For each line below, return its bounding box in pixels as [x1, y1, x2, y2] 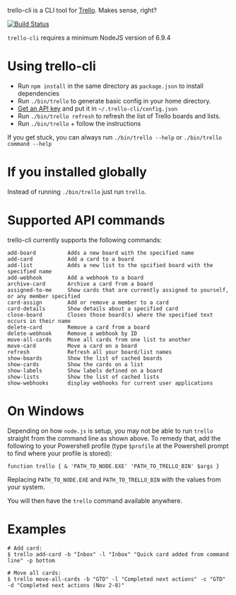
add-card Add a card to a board [7, 255, 134, 263]
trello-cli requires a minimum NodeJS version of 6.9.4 [7, 33, 171, 42]
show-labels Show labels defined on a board [7, 367, 163, 374]
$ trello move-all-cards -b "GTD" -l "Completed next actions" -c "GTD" [7, 575, 226, 583]
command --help [7, 140, 52, 147]
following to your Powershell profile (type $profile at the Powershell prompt [7, 441, 229, 450]
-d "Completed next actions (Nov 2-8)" [7, 582, 125, 589]
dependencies [17, 89, 60, 98]
